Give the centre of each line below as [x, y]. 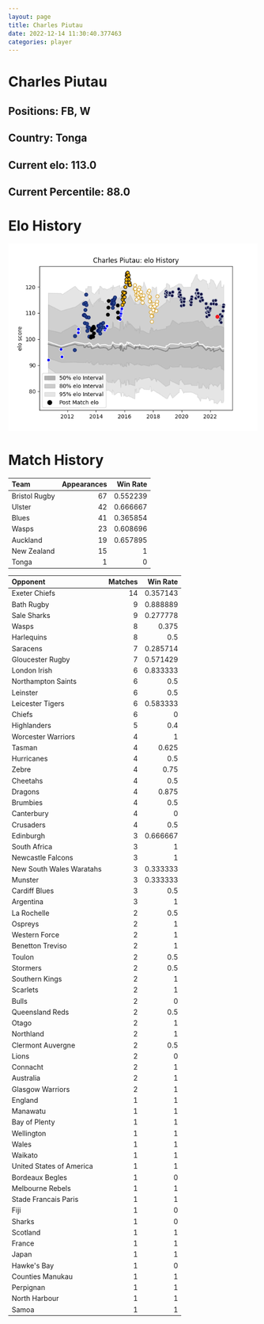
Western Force [36, 935]
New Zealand [33, 551]
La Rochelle [30, 913]
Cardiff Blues [33, 891]
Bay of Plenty [33, 1122]
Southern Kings [37, 979]
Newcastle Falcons [42, 858]
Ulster [21, 506]
